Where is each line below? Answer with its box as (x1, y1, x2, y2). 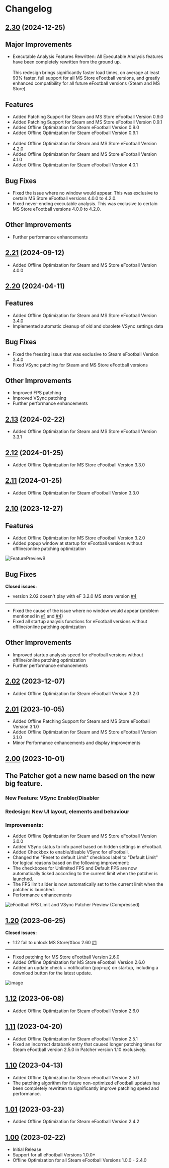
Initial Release (12, 1146, 42, 1152)
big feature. (5, 779, 43, 788)
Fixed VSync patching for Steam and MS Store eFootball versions (12, 361, 148, 368)
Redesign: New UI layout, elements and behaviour (5, 808, 130, 815)
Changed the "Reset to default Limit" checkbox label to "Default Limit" (12, 854, 158, 860)
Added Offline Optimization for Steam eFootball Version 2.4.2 (12, 1119, 140, 1125)
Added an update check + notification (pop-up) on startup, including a (12, 965, 158, 971)
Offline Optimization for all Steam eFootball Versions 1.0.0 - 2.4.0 (12, 1157, 147, 1163)
